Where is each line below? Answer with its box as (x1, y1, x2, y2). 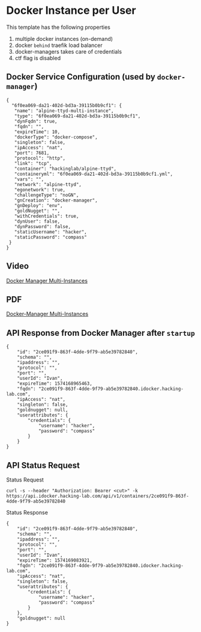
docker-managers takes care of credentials (14, 48, 122, 55)
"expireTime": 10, (14, 129, 61, 135)
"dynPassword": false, (14, 223, 71, 229)
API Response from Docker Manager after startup (6, 327, 195, 338)
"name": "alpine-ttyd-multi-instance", (14, 108, 114, 114)
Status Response (6, 509, 48, 516)
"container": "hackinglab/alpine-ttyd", (14, 166, 117, 172)
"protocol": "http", (14, 155, 66, 161)
